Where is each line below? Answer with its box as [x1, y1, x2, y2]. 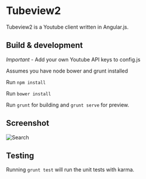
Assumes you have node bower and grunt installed [6, 67, 128, 74]
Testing [6, 150, 34, 160]
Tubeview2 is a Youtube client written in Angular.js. [6, 23, 129, 30]
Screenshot [6, 118, 50, 128]
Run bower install [6, 89, 51, 97]
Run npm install [6, 78, 46, 85]
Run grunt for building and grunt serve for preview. [6, 101, 130, 108]
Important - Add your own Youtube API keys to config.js [6, 56, 141, 63]
